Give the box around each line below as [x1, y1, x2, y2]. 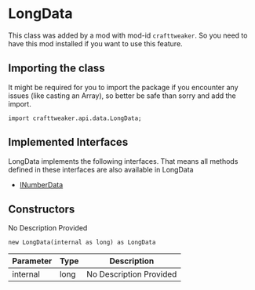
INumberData [19, 179, 64, 189]
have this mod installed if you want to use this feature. [8, 38, 183, 48]
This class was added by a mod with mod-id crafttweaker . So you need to [8, 31, 248, 40]
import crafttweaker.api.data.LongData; [8, 114, 143, 122]
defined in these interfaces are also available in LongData [8, 165, 194, 174]
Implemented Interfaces [8, 136, 129, 149]
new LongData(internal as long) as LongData [8, 238, 156, 247]
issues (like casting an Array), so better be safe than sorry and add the [8, 91, 237, 100]
